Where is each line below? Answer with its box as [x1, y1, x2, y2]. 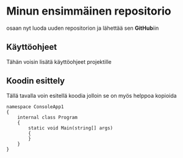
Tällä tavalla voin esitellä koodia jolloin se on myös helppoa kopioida [6, 92, 177, 99]
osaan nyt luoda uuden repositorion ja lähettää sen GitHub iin [6, 24, 159, 32]
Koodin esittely [6, 76, 65, 86]
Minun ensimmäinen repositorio [6, 4, 172, 18]
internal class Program [17, 114, 78, 120]
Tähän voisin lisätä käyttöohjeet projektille [6, 58, 112, 65]
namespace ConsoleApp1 [6, 103, 64, 110]
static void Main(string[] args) [28, 125, 113, 131]
